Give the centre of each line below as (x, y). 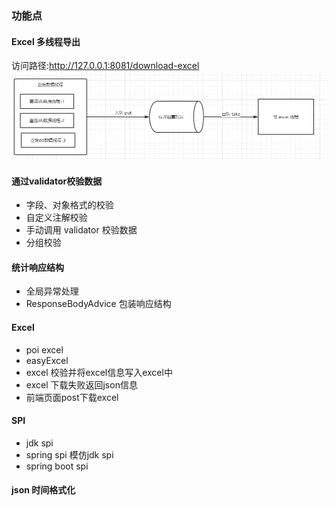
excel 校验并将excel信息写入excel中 (99, 372)
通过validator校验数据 (57, 181)
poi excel (44, 349)
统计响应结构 (37, 267)
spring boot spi (57, 466)
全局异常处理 (52, 291)
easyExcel (47, 360)
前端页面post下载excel (72, 397)
